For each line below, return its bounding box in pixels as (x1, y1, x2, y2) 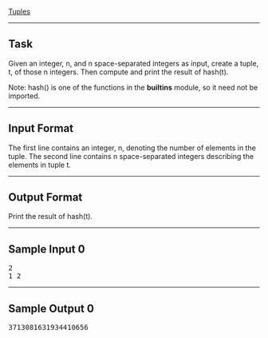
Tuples (8, 7, 30, 16)
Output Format (8, 191, 83, 205)
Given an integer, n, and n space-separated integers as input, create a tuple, (8, 58, 259, 68)
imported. (8, 91, 41, 101)
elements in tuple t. (8, 160, 72, 169)
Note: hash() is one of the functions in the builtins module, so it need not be (8, 82, 258, 92)
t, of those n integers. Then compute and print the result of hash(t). (8, 67, 229, 77)
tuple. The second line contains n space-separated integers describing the (8, 151, 254, 161)
